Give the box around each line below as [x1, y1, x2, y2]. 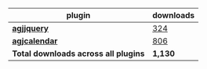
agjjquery [12, 23, 49, 33]
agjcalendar [12, 36, 58, 46]
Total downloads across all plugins [12, 48, 145, 59]
